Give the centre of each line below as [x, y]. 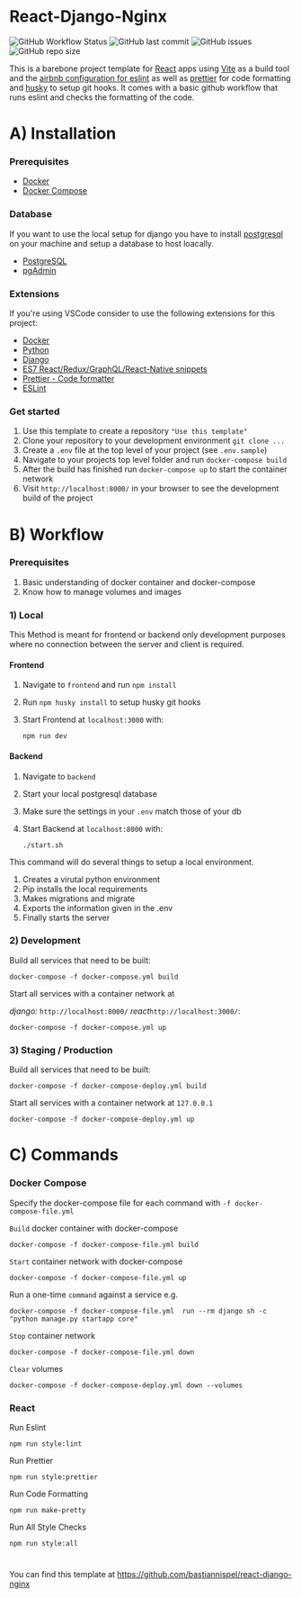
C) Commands [64, 1155]
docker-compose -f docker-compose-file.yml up [98, 1277]
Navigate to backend [59, 776]
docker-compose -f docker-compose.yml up [88, 1027]
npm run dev [44, 736]
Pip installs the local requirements [85, 889]
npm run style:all [44, 1543]
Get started [35, 411]
